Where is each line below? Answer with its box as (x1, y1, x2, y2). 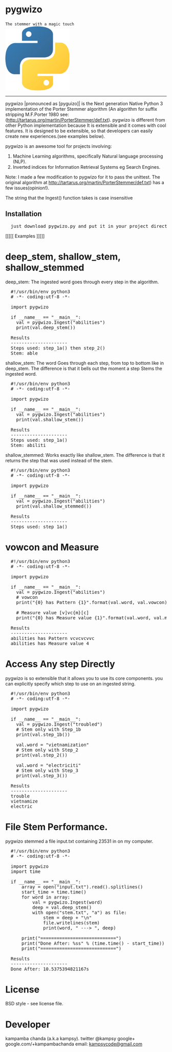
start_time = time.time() (21, 889, 87, 895)
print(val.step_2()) (16, 752, 68, 758)
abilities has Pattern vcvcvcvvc (10, 635, 95, 641)
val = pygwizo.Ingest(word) (32, 899, 103, 905)
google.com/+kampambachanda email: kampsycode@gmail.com (5, 1041, 142, 1047)
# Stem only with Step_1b (16, 726, 81, 732)
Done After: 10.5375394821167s (10, 966, 90, 972)
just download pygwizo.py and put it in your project (10, 223, 148, 229)
